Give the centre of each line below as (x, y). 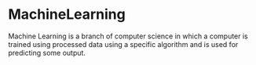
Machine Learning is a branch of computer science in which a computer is (128, 36)
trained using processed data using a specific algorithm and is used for (123, 44)
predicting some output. (47, 52)
